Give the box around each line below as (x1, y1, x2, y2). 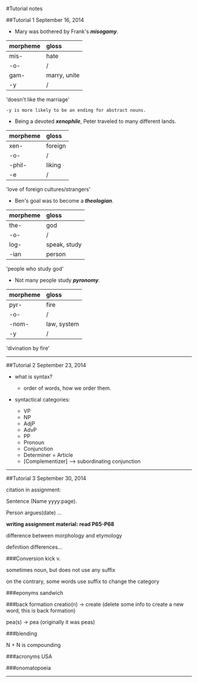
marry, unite (46, 71, 80, 79)
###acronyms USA (6, 653, 52, 660)
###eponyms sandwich (6, 590, 64, 596)
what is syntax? (14, 373, 53, 380)
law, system (46, 320, 80, 328)
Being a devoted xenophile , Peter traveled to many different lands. (14, 118, 177, 125)
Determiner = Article (23, 452, 74, 458)
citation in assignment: (6, 486, 61, 493)
